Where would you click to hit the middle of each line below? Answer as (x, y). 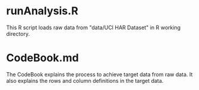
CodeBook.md (42, 58)
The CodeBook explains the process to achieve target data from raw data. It (99, 74)
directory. (18, 33)
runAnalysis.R (42, 11)
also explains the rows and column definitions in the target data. (85, 80)
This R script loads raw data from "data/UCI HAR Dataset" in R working (94, 27)
